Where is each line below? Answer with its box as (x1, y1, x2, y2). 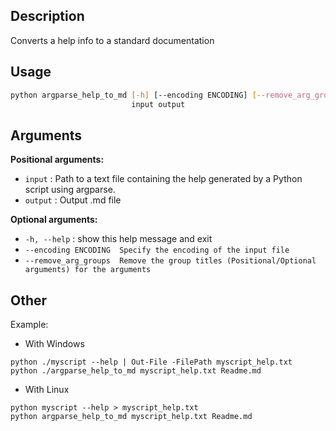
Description (10, 8, 85, 25)
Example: (10, 319, 49, 330)
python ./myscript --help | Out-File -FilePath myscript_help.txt (10, 357, 293, 367)
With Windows (24, 338, 85, 349)
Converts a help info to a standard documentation (10, 34, 215, 46)
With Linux (24, 384, 70, 395)
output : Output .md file (24, 194, 122, 206)
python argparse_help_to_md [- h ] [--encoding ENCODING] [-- (10, 90, 267, 100)
